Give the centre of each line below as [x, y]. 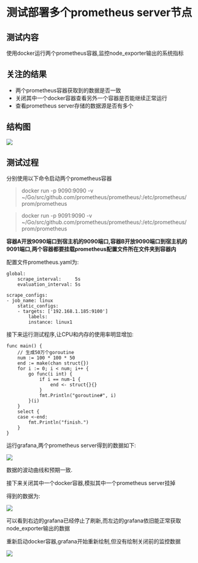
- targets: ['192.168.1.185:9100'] [63, 312]
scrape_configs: [27, 296]
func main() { [25, 346]
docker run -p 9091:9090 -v [57, 216]
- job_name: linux [30, 301]
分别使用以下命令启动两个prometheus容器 [59, 178]
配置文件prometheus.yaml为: [43, 262]
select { [29, 412]
